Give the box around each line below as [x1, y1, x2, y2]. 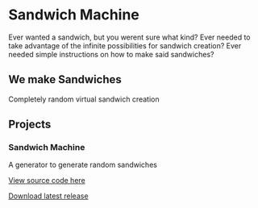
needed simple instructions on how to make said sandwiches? [8, 49, 214, 59]
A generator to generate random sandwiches [8, 160, 157, 170]
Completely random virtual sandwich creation [8, 94, 160, 104]
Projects [8, 118, 52, 131]
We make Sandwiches [8, 73, 123, 86]
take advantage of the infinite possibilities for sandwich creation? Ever [8, 40, 242, 50]
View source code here [8, 176, 86, 185]
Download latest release [8, 191, 89, 201]
